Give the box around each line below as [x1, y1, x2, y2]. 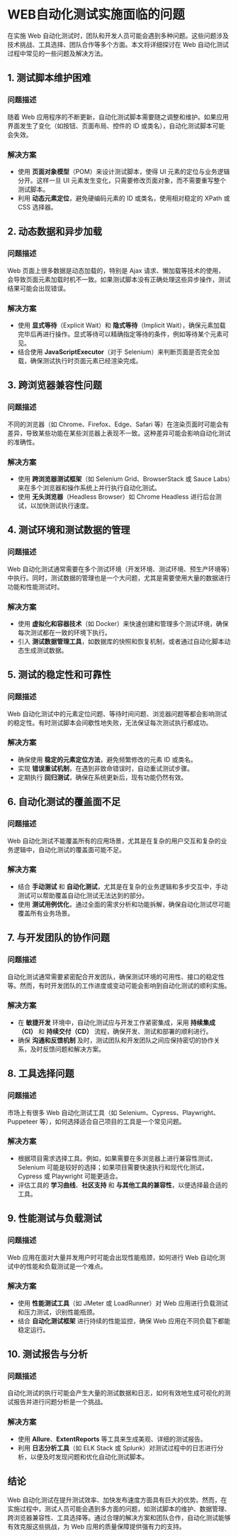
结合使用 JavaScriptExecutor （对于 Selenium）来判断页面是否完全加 [17, 347, 220, 356]
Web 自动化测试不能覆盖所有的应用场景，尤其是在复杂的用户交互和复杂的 [7, 836, 221, 845]
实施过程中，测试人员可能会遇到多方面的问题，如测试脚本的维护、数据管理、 [7, 1504, 231, 1513]
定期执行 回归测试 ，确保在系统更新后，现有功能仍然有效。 [17, 772, 188, 782]
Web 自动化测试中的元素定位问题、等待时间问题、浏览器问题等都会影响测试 [7, 709, 227, 718]
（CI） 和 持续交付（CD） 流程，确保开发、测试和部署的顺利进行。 [17, 1027, 212, 1035]
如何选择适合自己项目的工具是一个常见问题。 [55, 1117, 186, 1126]
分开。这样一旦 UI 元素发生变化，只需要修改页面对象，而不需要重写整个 [17, 176, 227, 185]
